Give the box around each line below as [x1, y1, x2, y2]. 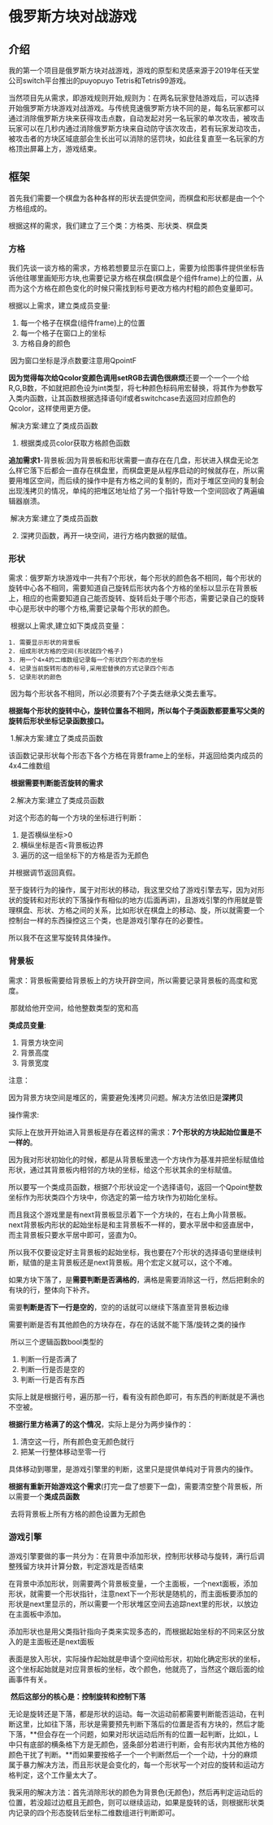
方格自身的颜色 [19, 339, 71, 349]
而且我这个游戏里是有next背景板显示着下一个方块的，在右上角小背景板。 [8, 1209, 251, 1219]
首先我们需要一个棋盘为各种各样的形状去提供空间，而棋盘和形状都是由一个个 [8, 193, 265, 203]
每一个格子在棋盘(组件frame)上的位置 [19, 318, 145, 328]
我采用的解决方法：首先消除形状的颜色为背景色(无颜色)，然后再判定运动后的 [8, 1788, 263, 1796]
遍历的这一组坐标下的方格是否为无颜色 [19, 850, 149, 860]
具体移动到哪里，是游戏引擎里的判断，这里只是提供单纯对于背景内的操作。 [8, 1463, 258, 1474]
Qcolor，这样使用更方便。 [8, 404, 96, 414]
